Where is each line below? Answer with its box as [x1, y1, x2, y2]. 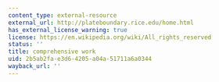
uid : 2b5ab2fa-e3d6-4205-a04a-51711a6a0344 [8, 55, 153, 63]
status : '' [8, 41, 44, 48]
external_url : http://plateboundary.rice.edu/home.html [8, 19, 194, 27]
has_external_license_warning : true [8, 26, 127, 34]
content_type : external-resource [8, 11, 117, 20]
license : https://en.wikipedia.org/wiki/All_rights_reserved [8, 33, 212, 41]
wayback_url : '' [8, 62, 61, 70]
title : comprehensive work [8, 48, 96, 55]
